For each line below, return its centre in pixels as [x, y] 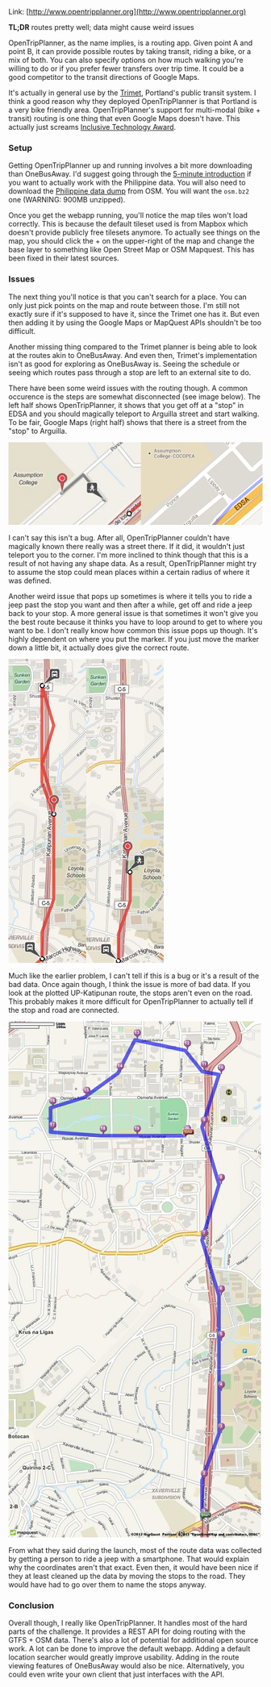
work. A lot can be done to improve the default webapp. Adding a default [129, 1649]
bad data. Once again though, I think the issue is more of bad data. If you [129, 985]
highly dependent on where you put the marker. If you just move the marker [134, 639]
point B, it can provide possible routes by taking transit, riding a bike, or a [130, 51]
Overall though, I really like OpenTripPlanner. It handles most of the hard [128, 1623]
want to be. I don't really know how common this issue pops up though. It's [133, 631]
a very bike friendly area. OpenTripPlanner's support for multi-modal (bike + [134, 110]
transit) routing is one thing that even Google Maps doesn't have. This [124, 119]
